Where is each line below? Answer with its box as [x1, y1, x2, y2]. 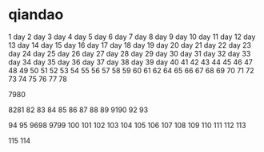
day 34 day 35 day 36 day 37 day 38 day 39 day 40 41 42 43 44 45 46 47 [8, 57, 254, 67]
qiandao [8, 6, 64, 24]
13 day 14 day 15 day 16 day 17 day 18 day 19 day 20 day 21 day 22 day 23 [8, 40, 252, 49]
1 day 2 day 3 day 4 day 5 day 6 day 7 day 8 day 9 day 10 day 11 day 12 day [8, 32, 256, 41]
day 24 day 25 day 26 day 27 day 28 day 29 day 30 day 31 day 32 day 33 [8, 49, 251, 58]
